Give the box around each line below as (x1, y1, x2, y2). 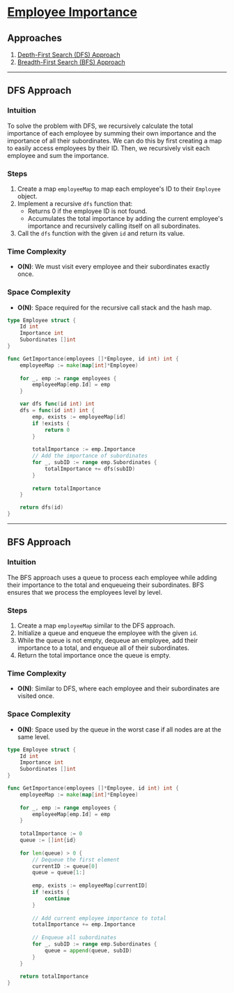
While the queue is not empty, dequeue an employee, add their (17, 637, 198, 645)
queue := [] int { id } (19, 836, 77, 844)
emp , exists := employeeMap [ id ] (32, 413, 127, 420)
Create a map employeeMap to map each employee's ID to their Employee (17, 184, 221, 193)
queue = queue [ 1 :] (32, 869, 86, 876)
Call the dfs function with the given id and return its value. (17, 229, 185, 238)
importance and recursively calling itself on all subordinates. (27, 222, 201, 230)
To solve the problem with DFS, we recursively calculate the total (7, 122, 194, 130)
